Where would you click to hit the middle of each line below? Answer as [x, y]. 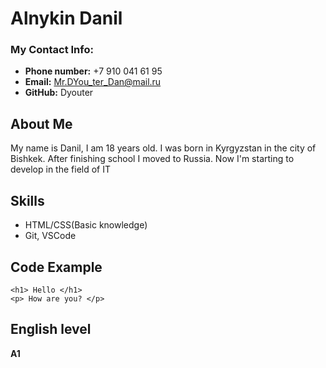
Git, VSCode [50, 236]
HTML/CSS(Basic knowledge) [86, 225]
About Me [41, 123]
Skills [27, 200]
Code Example [56, 267]
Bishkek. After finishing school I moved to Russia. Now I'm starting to [152, 159]
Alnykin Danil [66, 18]
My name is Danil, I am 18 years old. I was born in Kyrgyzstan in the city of [163, 148]
